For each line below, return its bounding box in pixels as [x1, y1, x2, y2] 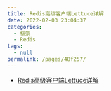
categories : [7, 23, 42, 30]
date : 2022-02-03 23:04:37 [7, 17, 86, 24]
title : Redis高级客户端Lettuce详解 [7, 10, 104, 17]
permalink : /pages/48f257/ [7, 56, 86, 63]
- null [13, 50, 33, 57]
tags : [7, 43, 23, 50]
